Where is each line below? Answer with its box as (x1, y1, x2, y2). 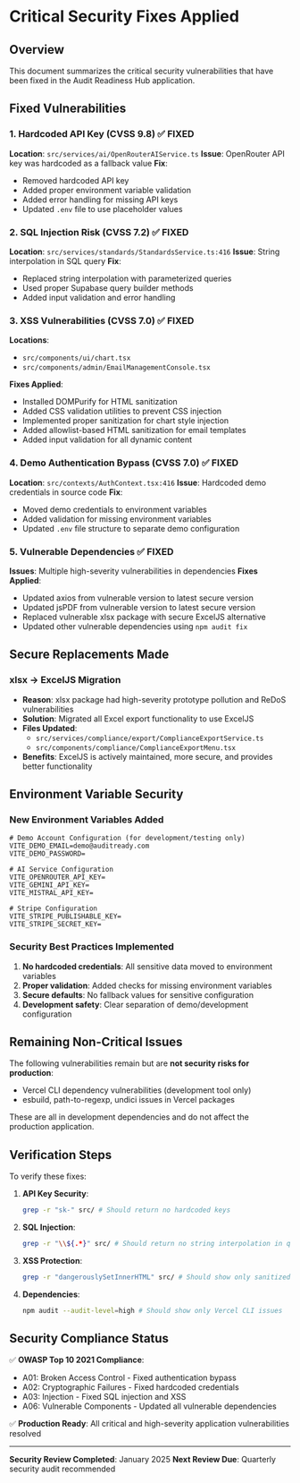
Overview (9, 42, 65, 57)
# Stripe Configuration (9, 904, 98, 914)
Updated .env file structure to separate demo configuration (21, 523, 240, 533)
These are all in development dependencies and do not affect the (9, 1112, 250, 1122)
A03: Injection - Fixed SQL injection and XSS (21, 1392, 187, 1402)
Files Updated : (21, 722, 78, 733)
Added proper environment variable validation (21, 184, 192, 195)
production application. (9, 1121, 95, 1132)
